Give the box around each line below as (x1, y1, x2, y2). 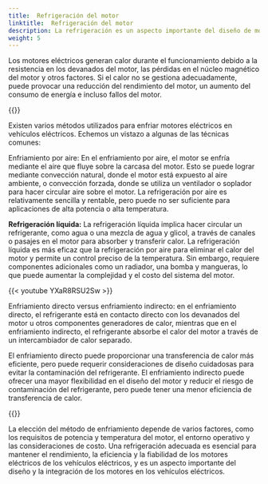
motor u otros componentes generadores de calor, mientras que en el (8, 319, 237, 328)
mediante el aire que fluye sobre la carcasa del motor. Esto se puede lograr (8, 161, 255, 172)
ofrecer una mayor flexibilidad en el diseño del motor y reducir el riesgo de (8, 376, 254, 386)
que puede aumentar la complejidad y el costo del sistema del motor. (8, 271, 235, 280)
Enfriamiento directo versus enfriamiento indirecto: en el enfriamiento (8, 301, 237, 311)
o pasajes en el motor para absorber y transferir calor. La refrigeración (8, 236, 240, 246)
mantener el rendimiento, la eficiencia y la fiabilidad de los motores (8, 450, 229, 459)
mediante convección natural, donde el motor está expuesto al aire (8, 170, 228, 180)
